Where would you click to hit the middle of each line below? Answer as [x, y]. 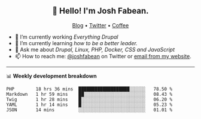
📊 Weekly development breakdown [51, 76]
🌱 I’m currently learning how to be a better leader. [76, 43]
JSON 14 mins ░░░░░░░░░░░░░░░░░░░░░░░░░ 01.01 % [89, 110]
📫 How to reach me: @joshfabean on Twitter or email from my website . [103, 56]
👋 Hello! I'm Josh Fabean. [100, 11]
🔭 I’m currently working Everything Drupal [66, 37]
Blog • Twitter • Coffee [100, 25]
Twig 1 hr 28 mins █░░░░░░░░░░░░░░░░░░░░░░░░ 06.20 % [89, 99]
